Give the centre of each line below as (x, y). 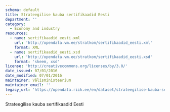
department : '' (21, 19)
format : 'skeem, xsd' (37, 62)
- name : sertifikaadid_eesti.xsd (45, 52)
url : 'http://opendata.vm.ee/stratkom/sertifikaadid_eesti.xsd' (83, 57)
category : (16, 24)
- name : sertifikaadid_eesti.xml (45, 38)
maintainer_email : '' (28, 85)
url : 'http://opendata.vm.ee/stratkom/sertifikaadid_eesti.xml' (83, 43)
